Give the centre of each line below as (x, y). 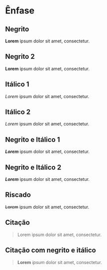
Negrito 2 (20, 57)
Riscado (18, 195)
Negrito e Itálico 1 (33, 139)
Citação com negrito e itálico (51, 250)
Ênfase (20, 11)
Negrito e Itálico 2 (33, 167)
